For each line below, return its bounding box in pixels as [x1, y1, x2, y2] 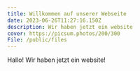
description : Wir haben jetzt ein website [7, 23, 133, 30]
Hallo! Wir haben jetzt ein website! [7, 56, 106, 64]
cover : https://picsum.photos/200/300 [7, 30, 120, 37]
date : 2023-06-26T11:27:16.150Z [7, 17, 101, 24]
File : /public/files [7, 37, 68, 44]
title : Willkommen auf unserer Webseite [7, 10, 127, 18]
